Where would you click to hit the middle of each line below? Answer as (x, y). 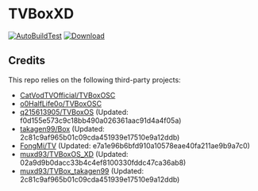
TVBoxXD (41, 14)
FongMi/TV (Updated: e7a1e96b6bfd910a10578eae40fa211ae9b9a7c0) (135, 145)
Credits (27, 61)
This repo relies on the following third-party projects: (94, 79)
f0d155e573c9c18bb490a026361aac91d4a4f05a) (100, 120)
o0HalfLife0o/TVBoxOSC (60, 103)
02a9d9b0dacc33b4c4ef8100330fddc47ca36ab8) (103, 162)
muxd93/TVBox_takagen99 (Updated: (82, 170)
